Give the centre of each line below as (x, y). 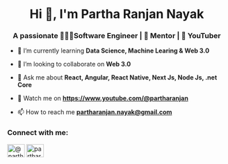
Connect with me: (38, 133)
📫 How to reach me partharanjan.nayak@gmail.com (95, 112)
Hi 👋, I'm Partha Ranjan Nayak (117, 14)
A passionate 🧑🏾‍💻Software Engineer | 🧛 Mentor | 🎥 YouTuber (117, 36)
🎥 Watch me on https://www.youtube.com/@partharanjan (103, 98)
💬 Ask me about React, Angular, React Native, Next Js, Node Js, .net (117, 78)
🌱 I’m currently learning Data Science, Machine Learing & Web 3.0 (113, 51)
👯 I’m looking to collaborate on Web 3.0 (74, 64)
